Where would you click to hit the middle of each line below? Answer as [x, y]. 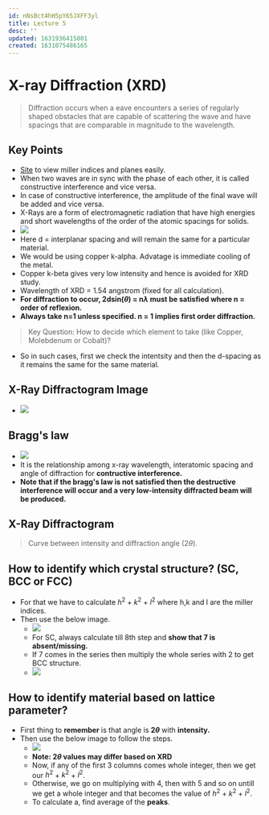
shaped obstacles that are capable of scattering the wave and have [139, 117]
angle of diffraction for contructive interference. [101, 473]
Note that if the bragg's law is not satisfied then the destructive [128, 482]
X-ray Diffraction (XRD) [88, 86]
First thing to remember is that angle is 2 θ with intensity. [115, 730]
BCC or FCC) [41, 581]
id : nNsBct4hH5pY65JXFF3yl [53, 16]
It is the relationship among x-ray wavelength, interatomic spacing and [137, 465]
